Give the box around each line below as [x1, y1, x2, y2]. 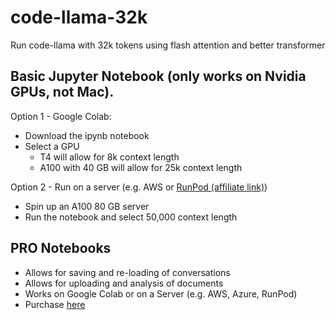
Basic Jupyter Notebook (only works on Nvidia [10, 68, 307, 85]
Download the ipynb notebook [24, 129, 150, 141]
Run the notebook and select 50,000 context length [24, 211, 238, 223]
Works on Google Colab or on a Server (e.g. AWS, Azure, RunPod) [24, 287, 298, 300]
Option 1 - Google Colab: [10, 110, 112, 122]
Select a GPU [24, 140, 80, 152]
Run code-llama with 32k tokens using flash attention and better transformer [10, 39, 326, 51]
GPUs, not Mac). [10, 84, 115, 101]
